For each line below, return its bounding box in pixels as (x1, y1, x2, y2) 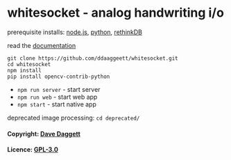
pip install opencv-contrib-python (7, 73, 110, 80)
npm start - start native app (17, 99, 97, 109)
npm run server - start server (17, 85, 101, 93)
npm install (7, 67, 42, 74)
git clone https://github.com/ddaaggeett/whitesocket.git (7, 54, 178, 62)
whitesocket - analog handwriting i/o (7, 5, 224, 21)
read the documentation (7, 41, 76, 49)
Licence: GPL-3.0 (7, 145, 59, 154)
